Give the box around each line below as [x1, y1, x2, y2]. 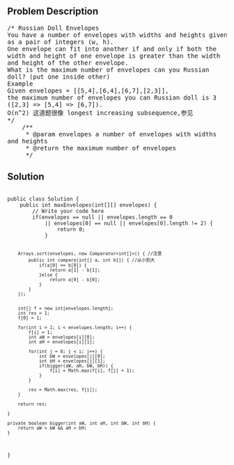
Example [7, 79, 33, 88]
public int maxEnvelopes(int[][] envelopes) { [19, 201, 157, 208]
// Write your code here [32, 207, 104, 214]
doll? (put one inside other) [7, 72, 111, 81]
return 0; [56, 226, 86, 232]
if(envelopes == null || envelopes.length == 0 [32, 214, 173, 221]
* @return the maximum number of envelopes [25, 144, 176, 152]
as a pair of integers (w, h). [7, 38, 114, 46]
